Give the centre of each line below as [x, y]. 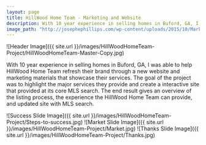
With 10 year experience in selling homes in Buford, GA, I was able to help [99, 65]
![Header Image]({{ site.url [40, 46]
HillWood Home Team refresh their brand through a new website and [93, 72]
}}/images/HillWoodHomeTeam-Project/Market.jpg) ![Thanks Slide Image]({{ [103, 128]
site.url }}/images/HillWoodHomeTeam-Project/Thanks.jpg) [81, 135]
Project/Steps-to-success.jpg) [45, 122]
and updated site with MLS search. [50, 104]
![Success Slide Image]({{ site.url [48, 116]
